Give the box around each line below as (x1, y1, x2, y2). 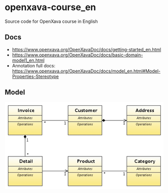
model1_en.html (12, 57, 45, 63)
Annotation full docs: (12, 62, 56, 68)
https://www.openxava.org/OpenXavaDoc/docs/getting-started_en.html (12, 46, 161, 52)
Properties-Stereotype (12, 73, 59, 80)
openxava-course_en (5, 2, 96, 13)
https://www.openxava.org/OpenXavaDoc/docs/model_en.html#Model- (12, 68, 161, 74)
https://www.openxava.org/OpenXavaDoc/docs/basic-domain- (12, 52, 143, 58)
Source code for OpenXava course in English (5, 18, 98, 24)
